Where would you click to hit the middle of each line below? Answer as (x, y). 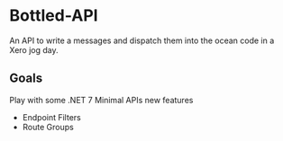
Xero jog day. (34, 49)
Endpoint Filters (51, 117)
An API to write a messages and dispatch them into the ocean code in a (142, 40)
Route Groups (48, 127)
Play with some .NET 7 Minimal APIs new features (101, 100)
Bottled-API (54, 16)
